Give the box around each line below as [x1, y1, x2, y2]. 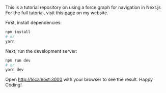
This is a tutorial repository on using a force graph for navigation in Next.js [5, 5, 161, 10]
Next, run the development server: [5, 48, 77, 54]
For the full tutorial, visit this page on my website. [5, 10, 108, 16]
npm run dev [5, 58, 31, 63]
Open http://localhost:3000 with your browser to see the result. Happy [5, 76, 153, 83]
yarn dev [5, 67, 24, 73]
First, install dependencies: [5, 20, 62, 25]
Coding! [5, 82, 22, 88]
